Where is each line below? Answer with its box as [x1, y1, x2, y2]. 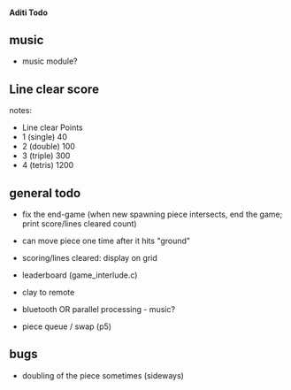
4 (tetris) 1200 [21, 160, 74, 171]
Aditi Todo [9, 7, 49, 18]
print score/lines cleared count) [21, 218, 137, 229]
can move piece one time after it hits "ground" [21, 235, 191, 247]
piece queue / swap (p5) [21, 321, 112, 332]
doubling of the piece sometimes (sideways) [21, 370, 184, 380]
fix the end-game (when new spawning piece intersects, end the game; [21, 209, 283, 220]
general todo [9, 186, 81, 201]
